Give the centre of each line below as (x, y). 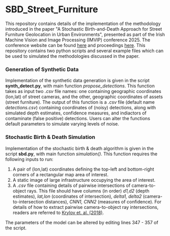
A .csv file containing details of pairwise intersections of (72, 185)
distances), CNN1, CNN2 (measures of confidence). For (103, 202)
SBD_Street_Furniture (52, 9)
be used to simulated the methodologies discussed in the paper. (73, 56)
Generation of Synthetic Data (42, 69)
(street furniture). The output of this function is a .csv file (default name (80, 102)
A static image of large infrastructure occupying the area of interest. (84, 180)
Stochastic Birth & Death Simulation (50, 137)
